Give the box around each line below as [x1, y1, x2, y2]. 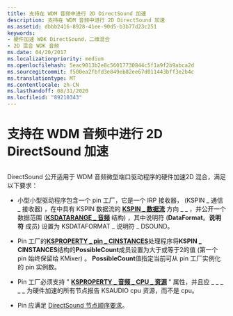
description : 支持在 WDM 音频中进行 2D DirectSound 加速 [7, 17, 166, 24]
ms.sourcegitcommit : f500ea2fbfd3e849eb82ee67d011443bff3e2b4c [7, 68, 195, 75]
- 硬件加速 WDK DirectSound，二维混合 [7, 36, 110, 43]
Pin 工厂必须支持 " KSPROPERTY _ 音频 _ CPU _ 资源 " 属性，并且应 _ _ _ [17, 277, 224, 285]
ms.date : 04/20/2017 [7, 49, 67, 56]
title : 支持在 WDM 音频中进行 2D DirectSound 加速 [7, 10, 147, 17]
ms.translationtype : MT [7, 74, 77, 82]
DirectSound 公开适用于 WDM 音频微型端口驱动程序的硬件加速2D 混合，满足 [7, 172, 226, 181]
